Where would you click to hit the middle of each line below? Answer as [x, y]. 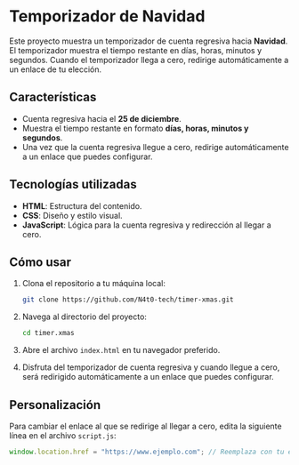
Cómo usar [40, 262]
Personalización [55, 405]
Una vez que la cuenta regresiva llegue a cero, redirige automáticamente [155, 147]
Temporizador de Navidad [107, 16]
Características [53, 97]
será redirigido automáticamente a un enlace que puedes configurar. [148, 377]
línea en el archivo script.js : [63, 435]
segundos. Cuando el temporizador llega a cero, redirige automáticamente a [149, 60]
